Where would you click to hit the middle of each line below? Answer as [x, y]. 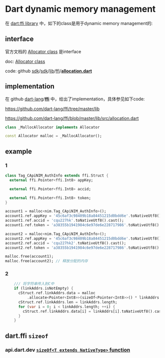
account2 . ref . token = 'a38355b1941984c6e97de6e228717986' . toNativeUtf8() [82, 248]
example [19, 151]
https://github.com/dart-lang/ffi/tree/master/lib [52, 109]
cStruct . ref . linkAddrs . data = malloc [57, 293]
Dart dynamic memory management [81, 9]
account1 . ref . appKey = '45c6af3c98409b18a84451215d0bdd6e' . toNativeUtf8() [83, 216]
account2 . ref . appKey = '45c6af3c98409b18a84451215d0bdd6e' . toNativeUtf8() [83, 239]
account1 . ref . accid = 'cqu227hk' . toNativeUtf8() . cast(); [65, 221]
